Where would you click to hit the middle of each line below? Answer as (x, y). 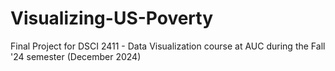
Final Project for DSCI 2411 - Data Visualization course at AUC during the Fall (168, 46)
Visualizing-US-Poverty (112, 18)
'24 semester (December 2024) (76, 56)
